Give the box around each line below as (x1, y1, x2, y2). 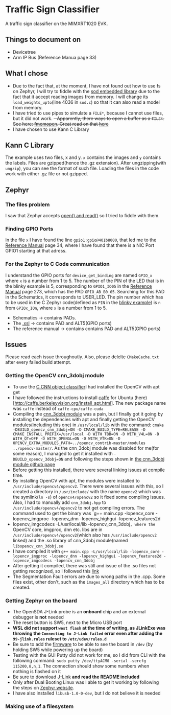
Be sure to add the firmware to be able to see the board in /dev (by (12, 641, 153, 648)
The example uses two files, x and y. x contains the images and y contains (5, 154, 161, 160)
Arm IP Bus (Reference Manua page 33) (12, 54, 97, 60)
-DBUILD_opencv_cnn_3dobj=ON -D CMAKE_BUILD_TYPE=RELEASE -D (12, 427, 146, 432)
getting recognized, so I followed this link (12, 568, 100, 574)
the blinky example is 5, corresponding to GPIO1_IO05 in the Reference (5, 283, 152, 289)
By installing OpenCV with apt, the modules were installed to (12, 477, 140, 483)
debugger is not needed (12, 614, 64, 620)
